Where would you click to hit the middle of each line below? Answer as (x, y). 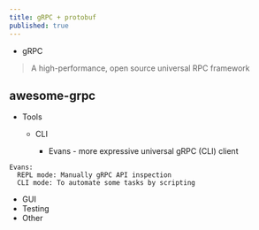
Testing (36, 209)
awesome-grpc (52, 95)
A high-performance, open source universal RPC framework (140, 68)
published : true (39, 26)
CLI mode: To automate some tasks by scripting (107, 183)
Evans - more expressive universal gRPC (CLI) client (143, 151)
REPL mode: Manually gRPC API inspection (95, 175)
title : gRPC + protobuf (53, 17)
